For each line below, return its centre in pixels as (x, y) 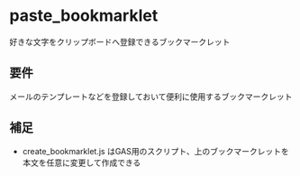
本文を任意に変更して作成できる (82, 162)
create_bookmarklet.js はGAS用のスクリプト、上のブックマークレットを (156, 151)
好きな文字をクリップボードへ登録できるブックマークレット (120, 42)
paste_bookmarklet (84, 16)
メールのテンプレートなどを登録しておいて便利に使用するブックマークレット (151, 97)
